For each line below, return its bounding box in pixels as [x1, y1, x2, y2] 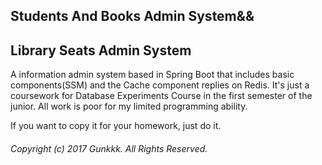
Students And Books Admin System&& [10, 8, 255, 25]
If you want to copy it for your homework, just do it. [10, 120, 222, 132]
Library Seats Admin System [10, 42, 192, 59]
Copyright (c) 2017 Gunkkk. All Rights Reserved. [10, 142, 208, 154]
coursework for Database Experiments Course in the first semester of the [10, 90, 313, 102]
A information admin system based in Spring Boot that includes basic [10, 69, 295, 81]
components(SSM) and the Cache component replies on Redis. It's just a [10, 79, 310, 91]
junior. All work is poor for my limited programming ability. [10, 100, 248, 113]
